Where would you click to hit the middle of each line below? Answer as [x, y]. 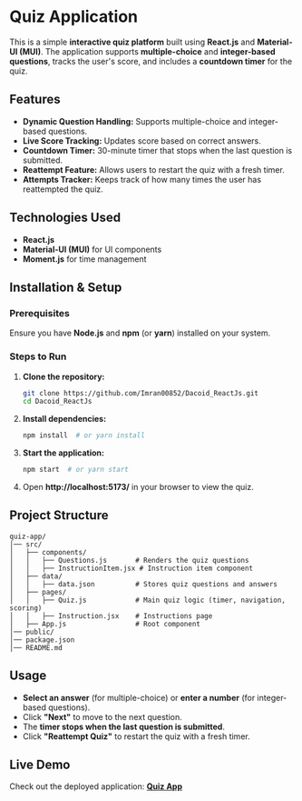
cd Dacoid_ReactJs [57, 402]
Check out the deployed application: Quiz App [96, 786]
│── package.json [42, 640]
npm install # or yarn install [83, 436]
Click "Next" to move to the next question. [102, 716]
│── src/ [26, 544]
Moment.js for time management [84, 259]
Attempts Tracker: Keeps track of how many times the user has [141, 179]
